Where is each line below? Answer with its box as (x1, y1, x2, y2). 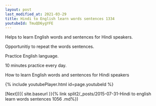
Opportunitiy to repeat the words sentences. (5, 43, 94, 49)
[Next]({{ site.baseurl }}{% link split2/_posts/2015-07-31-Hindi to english (5, 91, 152, 97)
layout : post (5, 7, 32, 12)
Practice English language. (5, 53, 59, 59)
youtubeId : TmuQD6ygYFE (5, 21, 54, 26)
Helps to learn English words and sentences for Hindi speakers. (5, 34, 133, 40)
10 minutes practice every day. (5, 63, 67, 68)
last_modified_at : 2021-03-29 (5, 12, 67, 17)
